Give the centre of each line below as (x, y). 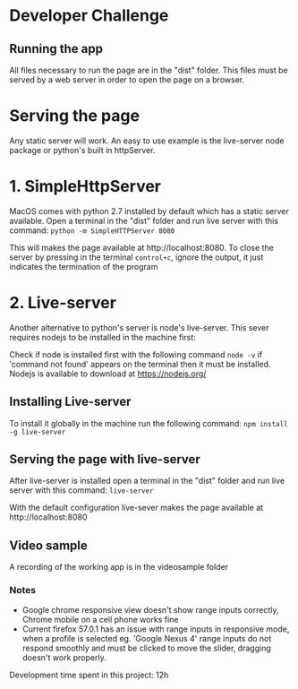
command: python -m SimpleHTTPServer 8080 (92, 230)
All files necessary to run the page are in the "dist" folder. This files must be (149, 70)
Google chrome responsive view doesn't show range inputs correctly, (150, 609)
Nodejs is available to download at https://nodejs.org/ (108, 374)
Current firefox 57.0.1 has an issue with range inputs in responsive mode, (156, 629)
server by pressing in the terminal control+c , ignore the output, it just (136, 257)
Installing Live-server (70, 402)
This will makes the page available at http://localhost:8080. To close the (142, 247)
